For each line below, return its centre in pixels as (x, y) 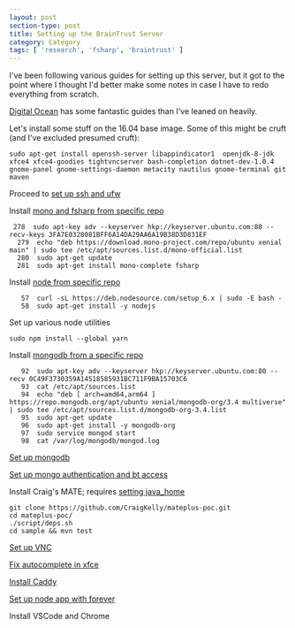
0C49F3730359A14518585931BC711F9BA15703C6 (108, 379)
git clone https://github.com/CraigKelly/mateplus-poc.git (120, 508)
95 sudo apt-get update (67, 418)
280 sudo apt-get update (65, 258)
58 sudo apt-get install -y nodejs (88, 306)
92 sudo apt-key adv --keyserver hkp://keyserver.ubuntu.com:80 (144, 371)
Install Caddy (33, 582)
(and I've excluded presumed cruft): (74, 138)
